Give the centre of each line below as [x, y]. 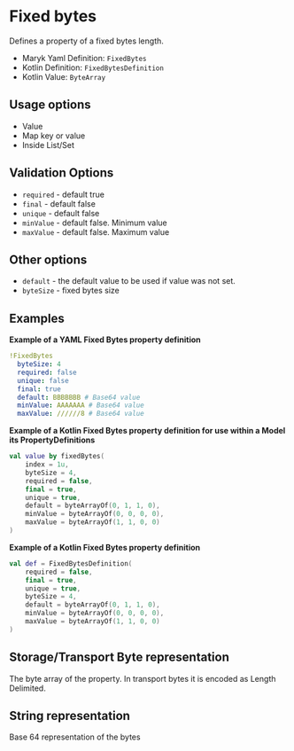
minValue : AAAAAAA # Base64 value [81, 405]
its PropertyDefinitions [52, 440]
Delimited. [27, 688]
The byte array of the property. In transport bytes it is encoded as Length [143, 678]
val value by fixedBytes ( [57, 457]
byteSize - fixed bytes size [70, 291]
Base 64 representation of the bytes [75, 737]
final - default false [58, 203]
